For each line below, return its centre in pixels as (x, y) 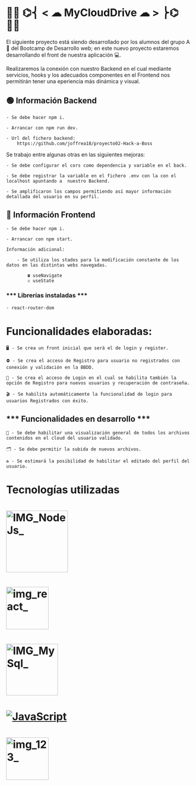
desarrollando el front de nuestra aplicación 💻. (64, 55)
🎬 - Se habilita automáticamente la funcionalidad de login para (89, 394)
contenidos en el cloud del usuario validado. (65, 438)
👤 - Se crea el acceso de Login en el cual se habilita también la (91, 378)
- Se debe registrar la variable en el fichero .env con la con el (91, 176)
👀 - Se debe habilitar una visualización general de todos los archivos (98, 433)
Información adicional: (36, 249)
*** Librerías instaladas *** (47, 296)
